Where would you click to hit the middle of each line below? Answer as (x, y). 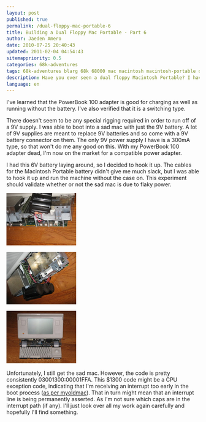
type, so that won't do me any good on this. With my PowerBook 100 (93, 146)
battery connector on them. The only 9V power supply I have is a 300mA (98, 140)
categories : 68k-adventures (42, 64)
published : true (27, 19)
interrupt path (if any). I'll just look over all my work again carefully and (96, 406)
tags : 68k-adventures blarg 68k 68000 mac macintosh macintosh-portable (101, 71)
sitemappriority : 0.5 (34, 58)
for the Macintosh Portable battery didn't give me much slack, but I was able (103, 171)
